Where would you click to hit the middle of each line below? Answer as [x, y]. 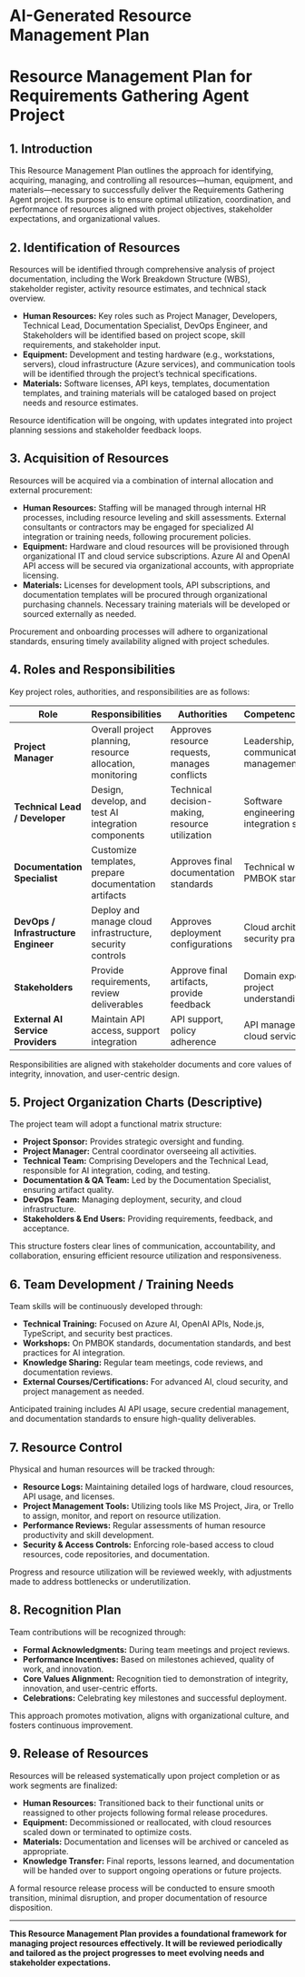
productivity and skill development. [88, 1535]
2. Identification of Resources [95, 248]
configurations [202, 944]
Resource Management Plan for [131, 77]
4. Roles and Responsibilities [93, 670]
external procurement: [51, 490]
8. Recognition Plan [65, 1610]
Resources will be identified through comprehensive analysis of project [142, 269]
